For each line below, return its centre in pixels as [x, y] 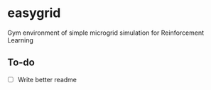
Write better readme [47, 79]
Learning [21, 40]
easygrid [34, 13]
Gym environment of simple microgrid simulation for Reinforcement [106, 33]
